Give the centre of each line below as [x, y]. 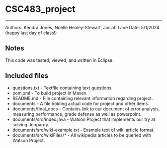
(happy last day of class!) [31, 33]
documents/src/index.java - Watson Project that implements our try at [84, 119]
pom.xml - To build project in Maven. [50, 93]
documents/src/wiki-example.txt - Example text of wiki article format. [83, 130]
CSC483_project [40, 9]
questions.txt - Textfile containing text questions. [62, 88]
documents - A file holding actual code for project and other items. [81, 103]
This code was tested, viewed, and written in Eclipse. [60, 60]
